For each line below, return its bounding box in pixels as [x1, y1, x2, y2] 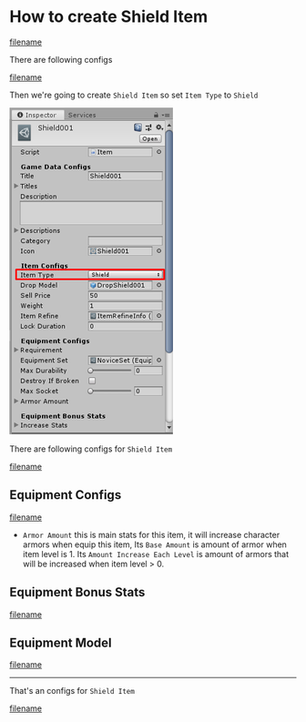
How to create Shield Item [9, 6, 209, 27]
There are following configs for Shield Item [9, 443, 173, 454]
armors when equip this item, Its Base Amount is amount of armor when [22, 539, 287, 550]
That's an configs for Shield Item [9, 686, 135, 697]
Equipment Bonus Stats [9, 585, 146, 600]
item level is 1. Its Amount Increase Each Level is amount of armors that [22, 548, 290, 559]
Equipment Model [9, 635, 112, 650]
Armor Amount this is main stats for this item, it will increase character [22, 529, 280, 540]
